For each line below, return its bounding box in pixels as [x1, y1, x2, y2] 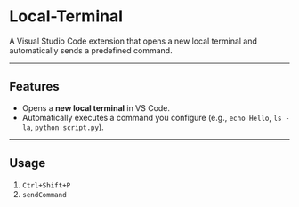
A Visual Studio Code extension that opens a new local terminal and [9, 36, 258, 46]
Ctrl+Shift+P [21, 180, 71, 190]
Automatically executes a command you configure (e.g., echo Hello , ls [21, 112, 282, 123]
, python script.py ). [30, 122, 104, 132]
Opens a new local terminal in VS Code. [21, 102, 171, 113]
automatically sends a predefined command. [9, 44, 173, 55]
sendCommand [21, 190, 67, 199]
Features [9, 79, 60, 94]
